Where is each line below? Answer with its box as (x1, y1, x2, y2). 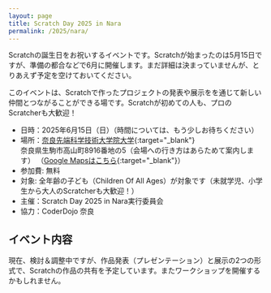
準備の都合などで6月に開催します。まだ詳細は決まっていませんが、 (29, 60, 253, 70)
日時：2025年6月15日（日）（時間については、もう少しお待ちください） (19, 125, 259, 135)
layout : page (8, 11, 53, 20)
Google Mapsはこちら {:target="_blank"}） (43, 156, 185, 166)
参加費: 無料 (19, 166, 61, 175)
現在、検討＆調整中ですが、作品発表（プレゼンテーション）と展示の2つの (8, 256, 254, 265)
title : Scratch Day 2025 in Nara (8, 19, 122, 28)
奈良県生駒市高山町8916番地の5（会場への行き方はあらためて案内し (19, 145, 247, 155)
